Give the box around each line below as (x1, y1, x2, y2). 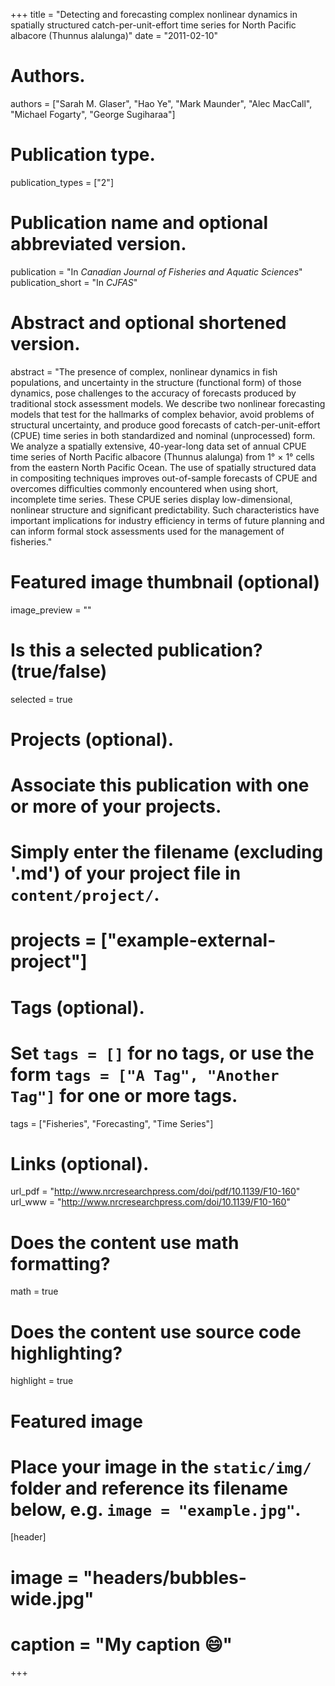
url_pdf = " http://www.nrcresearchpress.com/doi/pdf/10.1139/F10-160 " (10, 1185, 301, 1198)
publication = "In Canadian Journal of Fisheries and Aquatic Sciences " (10, 265, 303, 278)
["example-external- (100, 929, 277, 952)
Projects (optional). (10, 728, 175, 751)
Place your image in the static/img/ (10, 1455, 312, 1478)
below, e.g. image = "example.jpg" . (10, 1498, 302, 1521)
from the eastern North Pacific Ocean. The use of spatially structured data (10, 461, 317, 473)
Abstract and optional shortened (10, 312, 287, 334)
